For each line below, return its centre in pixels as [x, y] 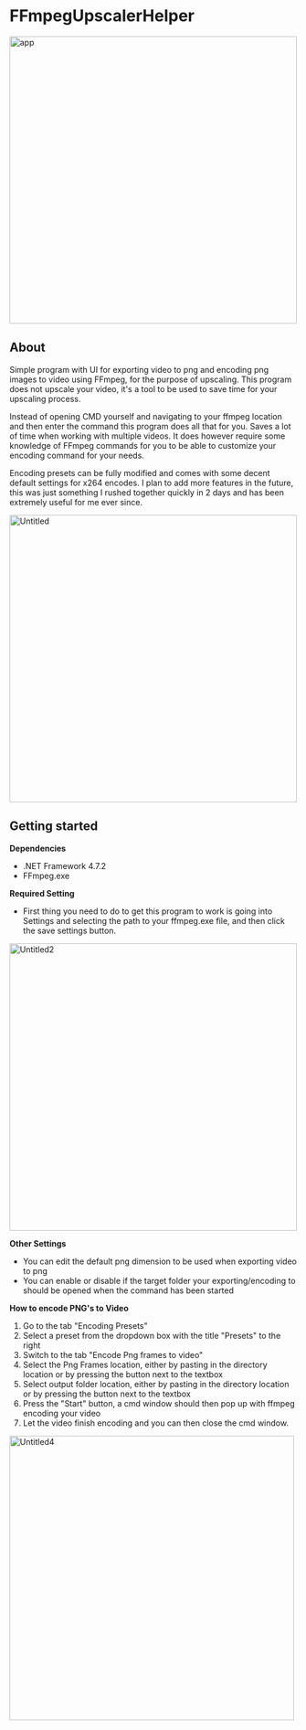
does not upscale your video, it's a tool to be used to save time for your [143, 388]
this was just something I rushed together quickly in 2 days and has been [147, 492]
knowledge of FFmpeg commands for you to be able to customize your [143, 445]
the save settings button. [69, 930]
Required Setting [42, 893]
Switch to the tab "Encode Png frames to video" [113, 1354]
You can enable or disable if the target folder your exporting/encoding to [159, 1280]
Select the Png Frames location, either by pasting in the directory [145, 1364]
